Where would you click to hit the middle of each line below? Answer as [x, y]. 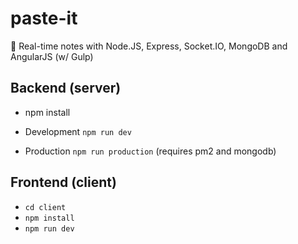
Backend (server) [66, 88]
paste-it [44, 18]
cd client [45, 207]
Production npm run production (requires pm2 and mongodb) [150, 151]
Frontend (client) [63, 182]
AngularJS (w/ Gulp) [52, 56]
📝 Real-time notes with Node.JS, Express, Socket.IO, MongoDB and [149, 46]
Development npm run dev [78, 131]
